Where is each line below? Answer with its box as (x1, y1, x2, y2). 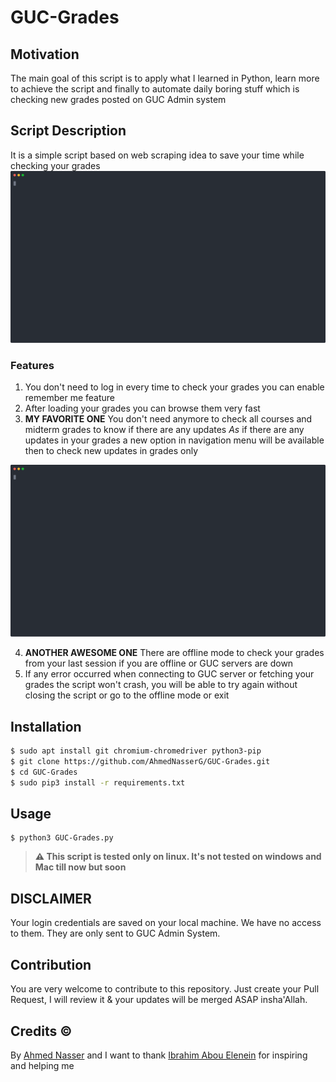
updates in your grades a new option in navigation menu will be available (24, 434, 325, 446)
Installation (10, 718, 82, 735)
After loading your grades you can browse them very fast (24, 402, 261, 415)
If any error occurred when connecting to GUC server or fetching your (24, 668, 315, 680)
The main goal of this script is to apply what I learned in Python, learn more (10, 72, 320, 84)
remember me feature (24, 392, 115, 404)
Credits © (10, 1022, 73, 1040)
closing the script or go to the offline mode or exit (24, 689, 230, 701)
